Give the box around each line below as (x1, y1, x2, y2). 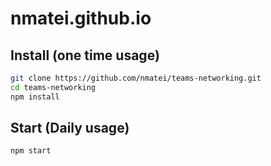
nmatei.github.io (10, 7, 152, 30)
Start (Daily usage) (10, 120, 130, 137)
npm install (10, 92, 60, 102)
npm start (10, 146, 52, 156)
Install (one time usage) (10, 47, 160, 64)
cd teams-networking (10, 82, 97, 92)
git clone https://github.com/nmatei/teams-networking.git (10, 73, 262, 83)
